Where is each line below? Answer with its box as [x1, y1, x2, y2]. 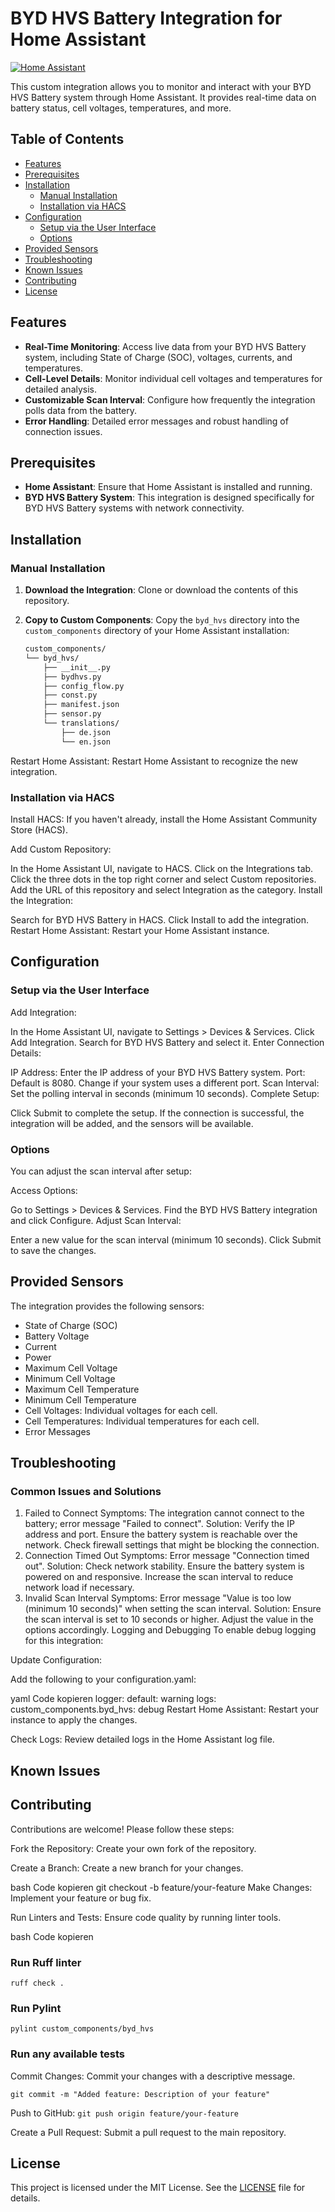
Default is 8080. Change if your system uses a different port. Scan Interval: [10, 1077, 320, 1089]
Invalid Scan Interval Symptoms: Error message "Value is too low [24, 1592, 292, 1604]
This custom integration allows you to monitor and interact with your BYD [10, 80, 312, 92]
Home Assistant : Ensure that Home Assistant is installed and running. [24, 481, 313, 493]
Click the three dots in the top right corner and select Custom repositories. [10, 873, 317, 885]
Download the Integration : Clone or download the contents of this [24, 584, 299, 596]
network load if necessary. [24, 1582, 135, 1594]
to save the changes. [10, 1244, 97, 1256]
